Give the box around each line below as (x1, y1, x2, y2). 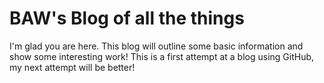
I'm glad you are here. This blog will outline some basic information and (9, 40, 304, 52)
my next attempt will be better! (9, 61, 136, 73)
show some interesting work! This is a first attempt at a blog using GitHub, (9, 50, 315, 62)
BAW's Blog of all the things (9, 7, 245, 30)
